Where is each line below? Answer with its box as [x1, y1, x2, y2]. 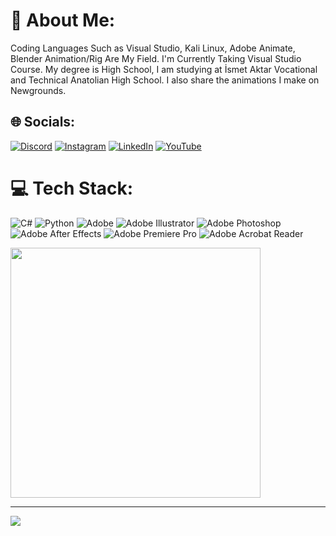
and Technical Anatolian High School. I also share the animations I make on [10, 74, 320, 86]
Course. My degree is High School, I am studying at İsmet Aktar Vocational [10, 63, 318, 75]
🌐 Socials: [10, 114, 76, 131]
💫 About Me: [10, 9, 116, 32]
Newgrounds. [10, 84, 67, 96]
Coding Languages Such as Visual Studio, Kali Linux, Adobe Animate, [10, 42, 296, 54]
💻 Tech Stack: [10, 177, 134, 199]
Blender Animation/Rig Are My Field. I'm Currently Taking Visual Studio [10, 52, 302, 64]
